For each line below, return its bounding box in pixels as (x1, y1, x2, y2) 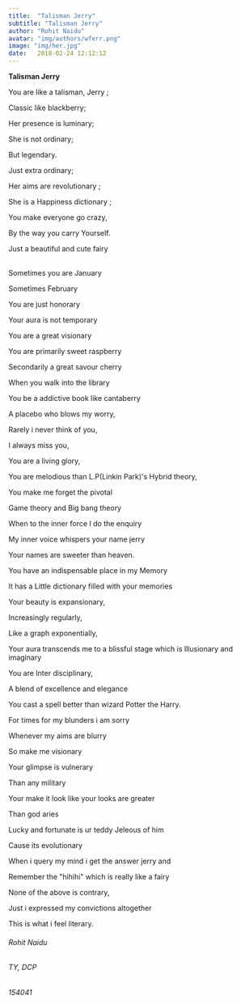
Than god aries (8, 809, 59, 819)
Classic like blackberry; (8, 103, 87, 112)
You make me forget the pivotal (8, 487, 113, 497)
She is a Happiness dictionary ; (8, 197, 112, 206)
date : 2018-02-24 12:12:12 (8, 49, 107, 57)
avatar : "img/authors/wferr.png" (8, 34, 121, 43)
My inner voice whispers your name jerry (8, 534, 146, 544)
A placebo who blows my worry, (8, 409, 116, 419)
